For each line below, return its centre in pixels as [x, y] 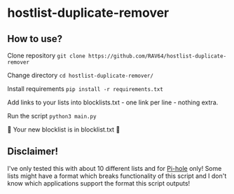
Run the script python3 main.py [52, 116]
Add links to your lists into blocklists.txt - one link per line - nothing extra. [113, 102]
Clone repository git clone [46, 55]
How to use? [35, 39]
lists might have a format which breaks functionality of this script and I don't [117, 176]
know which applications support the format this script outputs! [99, 183]
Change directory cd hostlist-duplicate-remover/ [81, 75]
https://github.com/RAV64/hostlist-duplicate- [158, 56]
